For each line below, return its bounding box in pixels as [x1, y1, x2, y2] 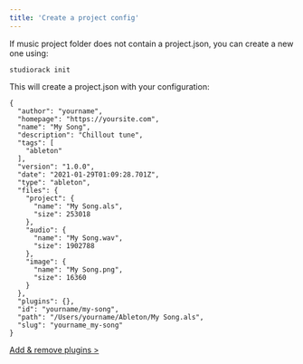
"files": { [17, 186, 59, 195]
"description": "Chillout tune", [17, 130, 144, 139]
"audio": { [25, 225, 67, 235]
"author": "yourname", [17, 106, 103, 116]
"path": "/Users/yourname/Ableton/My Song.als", [17, 312, 204, 321]
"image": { [25, 257, 67, 266]
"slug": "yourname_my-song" [17, 321, 124, 330]
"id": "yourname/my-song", [17, 304, 119, 313]
